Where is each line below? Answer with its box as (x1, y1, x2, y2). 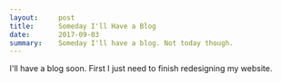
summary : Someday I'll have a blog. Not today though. (9, 38, 234, 48)
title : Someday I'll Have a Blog (9, 22, 156, 31)
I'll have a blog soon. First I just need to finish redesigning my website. (9, 63, 273, 74)
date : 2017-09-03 (9, 30, 100, 39)
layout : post (9, 13, 75, 23)
